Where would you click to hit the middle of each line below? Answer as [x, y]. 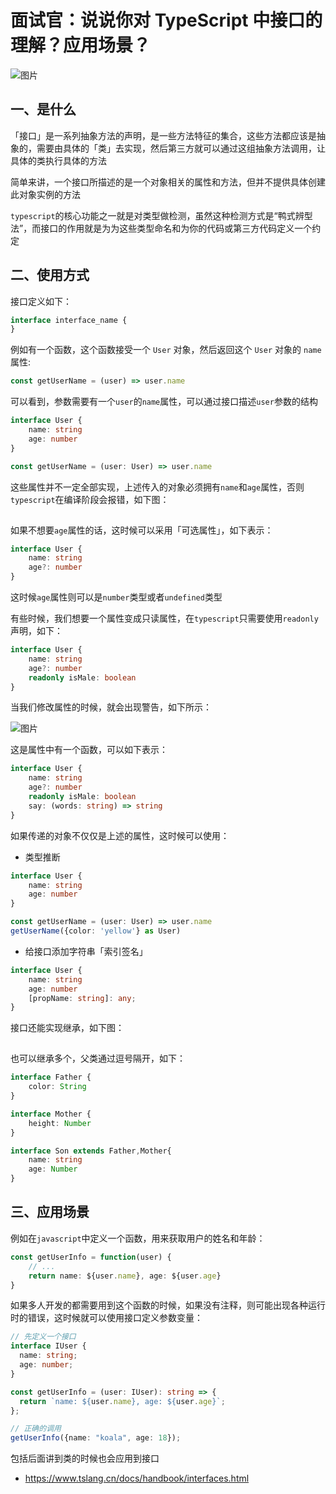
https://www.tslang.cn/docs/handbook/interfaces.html [137, 1478]
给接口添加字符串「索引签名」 [86, 951]
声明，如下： [36, 631]
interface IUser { [48, 1346]
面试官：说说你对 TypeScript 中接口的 [166, 20]
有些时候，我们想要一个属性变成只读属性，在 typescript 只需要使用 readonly [164, 618]
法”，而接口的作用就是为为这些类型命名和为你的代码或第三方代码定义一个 [161, 228]
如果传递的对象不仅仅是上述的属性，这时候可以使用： [120, 835]
